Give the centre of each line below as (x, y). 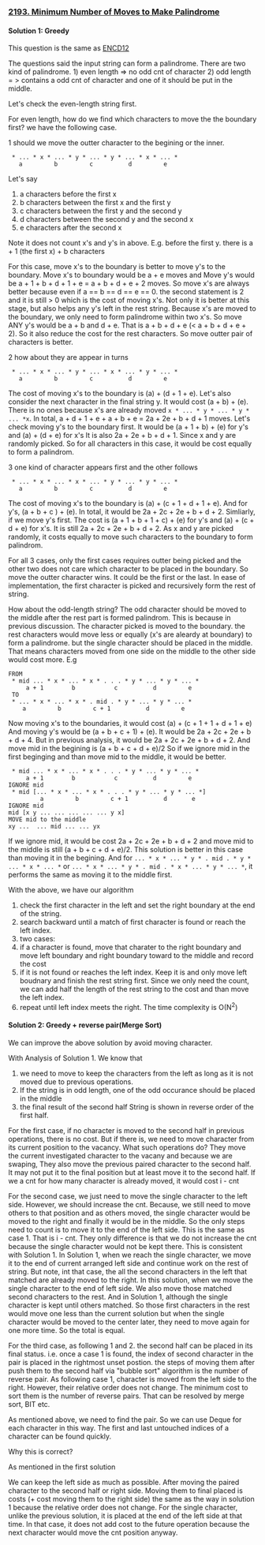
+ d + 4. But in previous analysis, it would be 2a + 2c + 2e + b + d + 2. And (129, 740)
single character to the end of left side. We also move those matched (120, 1288)
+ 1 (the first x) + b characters (56, 252)
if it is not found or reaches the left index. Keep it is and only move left (133, 972)
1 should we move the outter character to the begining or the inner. (116, 143)
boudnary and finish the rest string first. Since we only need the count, (134, 981)
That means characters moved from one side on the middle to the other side (132, 651)
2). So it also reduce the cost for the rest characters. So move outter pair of (131, 334)
